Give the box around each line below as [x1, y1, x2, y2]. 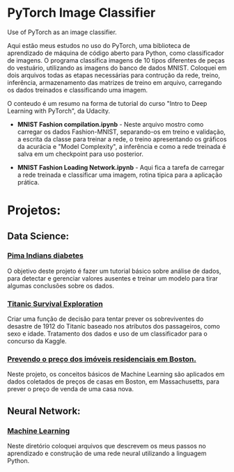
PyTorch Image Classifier [7, 5, 156, 21]
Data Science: [7, 230, 70, 242]
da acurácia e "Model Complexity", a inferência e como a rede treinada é [17, 142, 226, 150]
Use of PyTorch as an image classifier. [7, 28, 117, 36]
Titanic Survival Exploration [7, 299, 103, 308]
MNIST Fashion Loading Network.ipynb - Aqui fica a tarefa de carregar [17, 163, 225, 171]
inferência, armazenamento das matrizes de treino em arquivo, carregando [7, 78, 222, 86]
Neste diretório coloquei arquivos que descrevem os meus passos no [7, 442, 207, 450]
